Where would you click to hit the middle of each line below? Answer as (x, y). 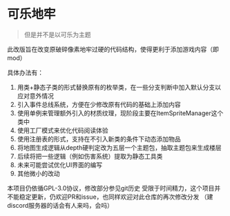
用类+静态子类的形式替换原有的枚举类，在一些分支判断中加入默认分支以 (119, 87)
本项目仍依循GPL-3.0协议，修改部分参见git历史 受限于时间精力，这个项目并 (114, 188)
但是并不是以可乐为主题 (57, 35)
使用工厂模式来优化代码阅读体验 (63, 130)
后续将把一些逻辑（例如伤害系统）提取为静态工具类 (90, 156)
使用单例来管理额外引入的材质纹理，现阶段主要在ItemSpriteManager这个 (120, 113)
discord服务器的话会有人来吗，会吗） (60, 205)
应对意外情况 (35, 96)
